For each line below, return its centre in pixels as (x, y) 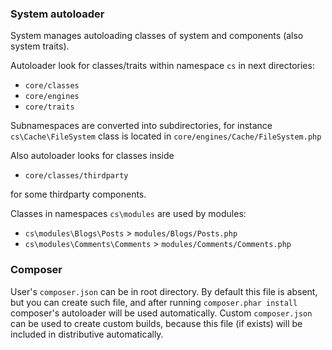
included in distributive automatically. (87, 334)
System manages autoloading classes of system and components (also (157, 36)
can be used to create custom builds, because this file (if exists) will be (156, 323)
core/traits (49, 107)
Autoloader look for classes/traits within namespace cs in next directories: (162, 66)
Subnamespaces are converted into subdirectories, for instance (141, 126)
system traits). (40, 46)
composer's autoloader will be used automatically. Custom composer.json (161, 313)
